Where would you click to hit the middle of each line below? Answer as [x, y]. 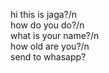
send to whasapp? [48, 57]
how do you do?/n [47, 25]
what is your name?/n [55, 35]
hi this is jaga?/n [44, 14]
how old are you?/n [50, 46]
